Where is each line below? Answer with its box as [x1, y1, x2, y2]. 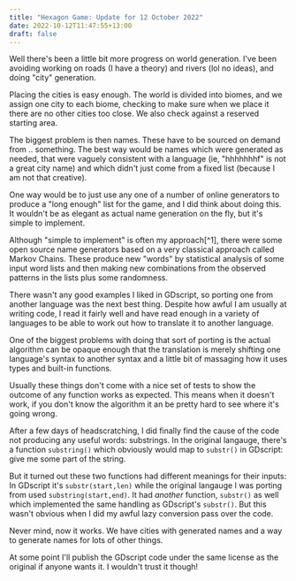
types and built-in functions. [9, 363, 112, 374]
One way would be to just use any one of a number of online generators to [9, 189, 280, 200]
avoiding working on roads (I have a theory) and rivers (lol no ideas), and [9, 63, 274, 73]
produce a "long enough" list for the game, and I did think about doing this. [9, 199, 282, 210]
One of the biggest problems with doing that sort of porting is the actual [9, 335, 271, 346]
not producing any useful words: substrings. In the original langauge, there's [9, 435, 287, 446]
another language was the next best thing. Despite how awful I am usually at [9, 299, 287, 310]
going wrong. [9, 409, 57, 419]
